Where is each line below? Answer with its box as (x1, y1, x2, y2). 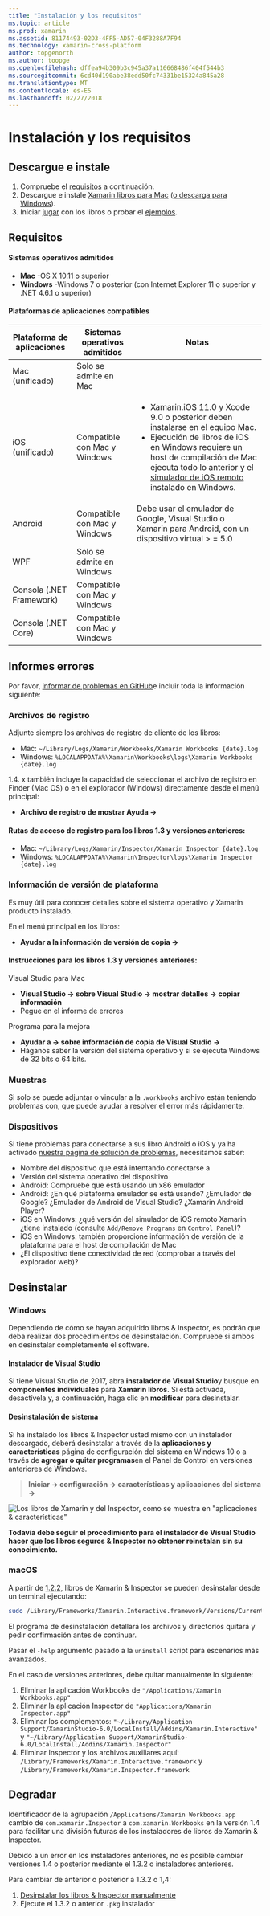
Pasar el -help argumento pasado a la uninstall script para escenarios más (8, 1645, 260, 1655)
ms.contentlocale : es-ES (8, 86, 92, 95)
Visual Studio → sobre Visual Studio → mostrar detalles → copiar (19, 989, 241, 999)
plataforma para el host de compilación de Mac (19, 1240, 177, 1250)
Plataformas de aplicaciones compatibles (8, 306, 150, 316)
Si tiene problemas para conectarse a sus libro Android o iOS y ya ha (8, 1139, 236, 1149)
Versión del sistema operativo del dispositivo (19, 1172, 169, 1182)
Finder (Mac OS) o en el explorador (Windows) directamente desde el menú (8, 783, 260, 793)
